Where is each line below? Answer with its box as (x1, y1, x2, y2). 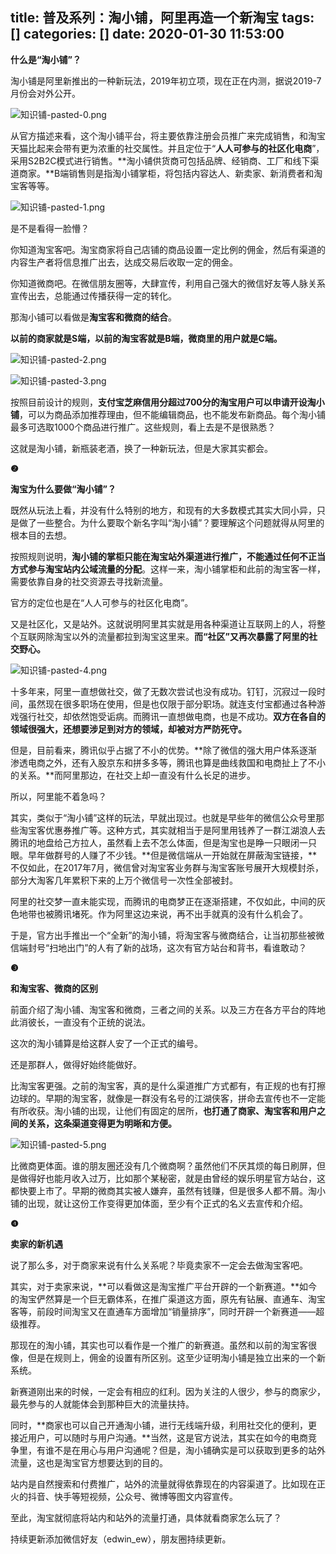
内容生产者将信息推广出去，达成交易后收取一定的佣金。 (10, 256, 238, 268)
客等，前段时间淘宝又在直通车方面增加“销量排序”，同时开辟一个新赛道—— (10, 1305, 317, 1317)
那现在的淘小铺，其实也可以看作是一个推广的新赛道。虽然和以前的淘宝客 (10, 1339, 308, 1351)
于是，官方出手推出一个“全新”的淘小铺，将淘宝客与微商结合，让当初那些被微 (10, 929, 325, 941)
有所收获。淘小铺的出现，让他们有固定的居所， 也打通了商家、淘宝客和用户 (10, 1104, 317, 1117)
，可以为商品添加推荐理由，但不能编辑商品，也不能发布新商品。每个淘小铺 (19, 408, 326, 420)
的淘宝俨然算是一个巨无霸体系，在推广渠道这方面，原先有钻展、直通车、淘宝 (10, 1293, 326, 1305)
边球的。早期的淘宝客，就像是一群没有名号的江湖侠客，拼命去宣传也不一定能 (10, 1092, 326, 1104)
